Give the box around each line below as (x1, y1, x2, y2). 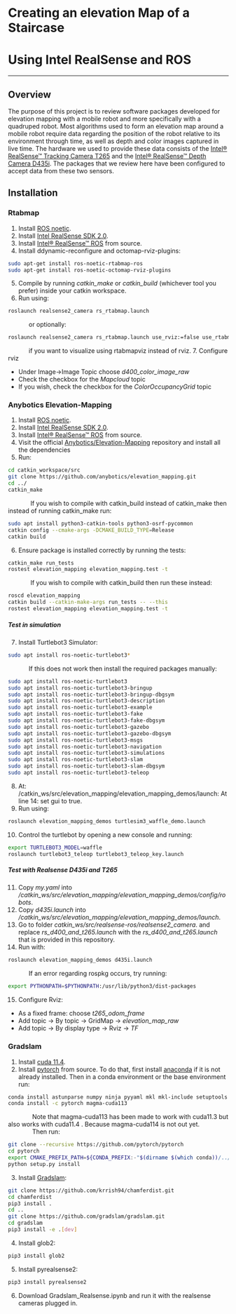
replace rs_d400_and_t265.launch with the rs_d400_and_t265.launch (18, 928, 218, 937)
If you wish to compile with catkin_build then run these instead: (30, 579, 212, 587)
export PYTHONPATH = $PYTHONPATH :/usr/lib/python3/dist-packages (8, 983, 197, 990)
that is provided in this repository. (18, 935, 115, 944)
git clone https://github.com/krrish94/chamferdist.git (8, 1187, 174, 1194)
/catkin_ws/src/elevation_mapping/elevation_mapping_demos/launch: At (18, 789, 228, 798)
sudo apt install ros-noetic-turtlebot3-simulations (8, 749, 165, 757)
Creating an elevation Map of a (8, 5, 190, 21)
